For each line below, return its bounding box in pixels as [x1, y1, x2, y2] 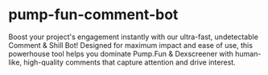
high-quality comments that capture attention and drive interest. [23, 57, 236, 67]
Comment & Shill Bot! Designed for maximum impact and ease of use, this [8, 40, 254, 49]
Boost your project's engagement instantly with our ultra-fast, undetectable [8, 32, 259, 41]
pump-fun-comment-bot [8, 6, 179, 24]
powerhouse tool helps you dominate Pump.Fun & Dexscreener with [8, 49, 233, 58]
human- [234, 49, 262, 58]
